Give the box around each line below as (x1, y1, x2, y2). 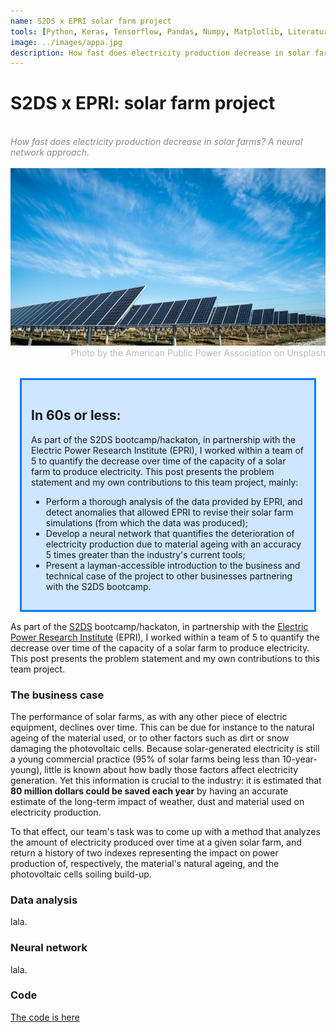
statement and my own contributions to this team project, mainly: (31, 476, 299, 488)
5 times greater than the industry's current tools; (45, 548, 246, 560)
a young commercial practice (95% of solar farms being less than (10, 753, 280, 765)
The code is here (10, 1011, 80, 1023)
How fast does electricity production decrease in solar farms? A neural (10, 136, 303, 148)
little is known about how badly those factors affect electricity (44, 763, 299, 775)
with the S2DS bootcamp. (45, 580, 152, 592)
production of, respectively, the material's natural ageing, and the (10, 857, 280, 869)
